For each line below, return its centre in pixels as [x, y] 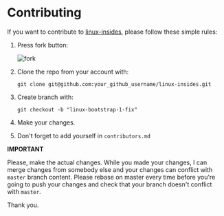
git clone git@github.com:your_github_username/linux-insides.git [114, 84]
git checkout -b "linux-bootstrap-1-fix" [77, 109]
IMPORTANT [25, 149]
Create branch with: [45, 97]
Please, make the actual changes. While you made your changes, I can [107, 162]
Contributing [44, 13]
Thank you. [23, 205]
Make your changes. [46, 122]
